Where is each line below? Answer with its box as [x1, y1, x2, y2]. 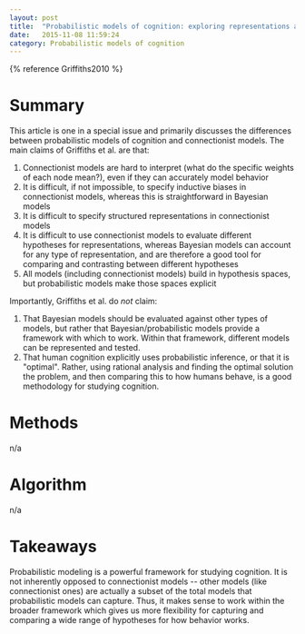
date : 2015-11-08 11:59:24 [9, 30, 120, 39]
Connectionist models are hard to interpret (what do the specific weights [22, 163, 295, 173]
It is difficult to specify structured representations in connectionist [22, 211, 270, 222]
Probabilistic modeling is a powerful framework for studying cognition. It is [9, 567, 288, 577]
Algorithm [9, 474, 87, 495]
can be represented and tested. [22, 342, 141, 353]
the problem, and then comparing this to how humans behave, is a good [22, 371, 292, 382]
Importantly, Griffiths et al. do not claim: [9, 296, 158, 307]
